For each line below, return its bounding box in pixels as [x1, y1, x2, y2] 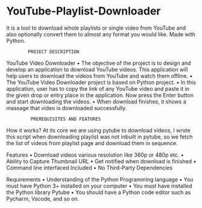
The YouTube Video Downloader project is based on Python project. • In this [6, 79, 196, 86]
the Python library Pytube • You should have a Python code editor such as [6, 189, 191, 196]
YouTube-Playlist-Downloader [6, 4, 161, 18]
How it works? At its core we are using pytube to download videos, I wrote [6, 126, 191, 134]
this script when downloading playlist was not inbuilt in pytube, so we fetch [6, 133, 193, 140]
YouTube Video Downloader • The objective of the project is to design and [6, 59, 191, 67]
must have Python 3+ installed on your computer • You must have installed [6, 182, 192, 189]
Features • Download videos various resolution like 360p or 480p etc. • [6, 151, 184, 158]
